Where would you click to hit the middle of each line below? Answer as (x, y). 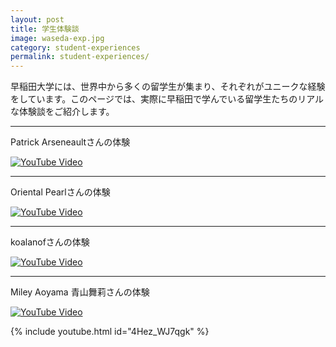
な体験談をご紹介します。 (62, 112)
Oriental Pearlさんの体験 (60, 192)
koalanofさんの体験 (50, 242)
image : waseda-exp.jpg (57, 38)
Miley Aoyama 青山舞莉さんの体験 (80, 292)
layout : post (37, 19)
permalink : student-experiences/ (80, 57)
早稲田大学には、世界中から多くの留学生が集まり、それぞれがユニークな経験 (168, 87)
